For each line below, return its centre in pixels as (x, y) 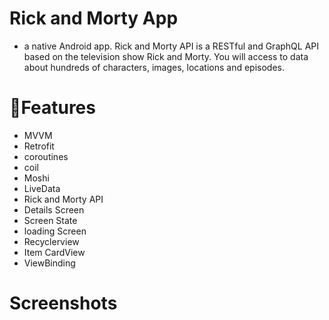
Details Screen (54, 209)
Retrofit (39, 146)
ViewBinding (49, 263)
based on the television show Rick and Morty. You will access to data (166, 56)
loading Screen (55, 231)
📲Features (52, 108)
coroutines (46, 156)
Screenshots (63, 303)
